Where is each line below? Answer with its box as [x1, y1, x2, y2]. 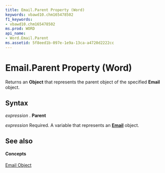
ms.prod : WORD [5, 26, 35, 31]
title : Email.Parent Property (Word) [5, 7, 85, 13]
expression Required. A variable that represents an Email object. [5, 122, 139, 128]
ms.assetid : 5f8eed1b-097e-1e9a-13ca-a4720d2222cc [5, 40, 114, 46]
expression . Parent [5, 112, 47, 118]
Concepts [5, 151, 26, 157]
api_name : [5, 31, 26, 36]
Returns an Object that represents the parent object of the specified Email [5, 79, 160, 85]
